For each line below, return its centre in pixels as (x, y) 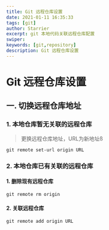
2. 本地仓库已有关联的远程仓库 (50, 166)
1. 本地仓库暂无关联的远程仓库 (49, 124)
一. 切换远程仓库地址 (44, 106)
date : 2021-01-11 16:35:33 (40, 17)
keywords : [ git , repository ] (41, 45)
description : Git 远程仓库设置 (43, 51)
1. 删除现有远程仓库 (30, 181)
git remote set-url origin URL (45, 150)
